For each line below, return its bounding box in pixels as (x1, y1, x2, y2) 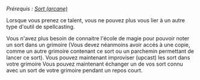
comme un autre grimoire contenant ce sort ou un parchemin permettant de (6, 48, 195, 55)
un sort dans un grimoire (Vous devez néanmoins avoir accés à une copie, (6, 42, 191, 48)
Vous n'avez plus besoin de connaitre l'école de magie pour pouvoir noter (6, 35, 190, 42)
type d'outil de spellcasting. (6, 23, 75, 30)
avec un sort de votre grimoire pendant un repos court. (6, 67, 143, 74)
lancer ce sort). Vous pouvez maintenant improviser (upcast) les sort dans (6, 54, 190, 61)
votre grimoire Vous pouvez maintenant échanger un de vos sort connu (6, 60, 184, 67)
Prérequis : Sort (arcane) (6, 5, 68, 12)
